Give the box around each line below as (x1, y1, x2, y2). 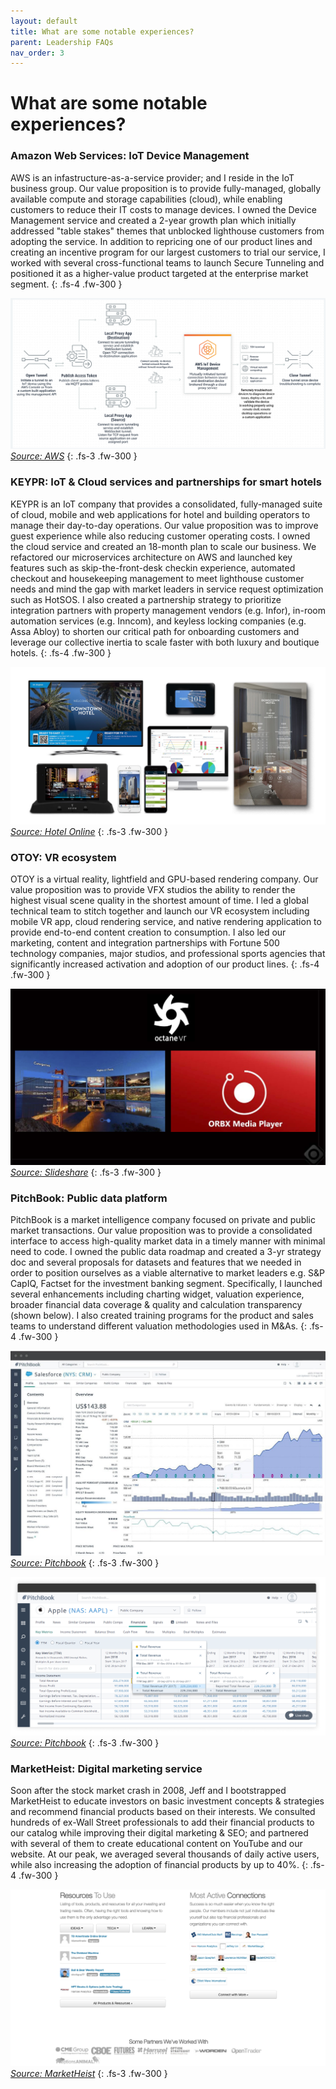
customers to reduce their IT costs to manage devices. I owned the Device (10, 203, 317, 215)
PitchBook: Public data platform (10, 1191, 168, 1205)
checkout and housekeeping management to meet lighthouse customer (10, 572, 305, 584)
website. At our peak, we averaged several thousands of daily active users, (10, 1848, 320, 1860)
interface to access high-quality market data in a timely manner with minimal (10, 1235, 326, 1247)
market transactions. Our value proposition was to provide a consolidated (10, 1225, 313, 1237)
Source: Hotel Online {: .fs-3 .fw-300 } (10, 825, 168, 837)
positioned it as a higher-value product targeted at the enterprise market (10, 267, 309, 279)
